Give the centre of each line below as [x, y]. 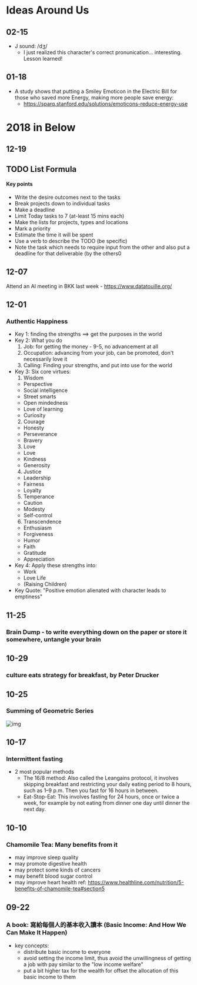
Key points [20, 184]
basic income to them [50, 977]
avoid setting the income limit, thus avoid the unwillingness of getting [107, 958]
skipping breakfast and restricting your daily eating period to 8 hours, [107, 784]
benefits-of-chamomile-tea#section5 [59, 889]
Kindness [35, 459]
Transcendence [42, 522]
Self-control [38, 515]
